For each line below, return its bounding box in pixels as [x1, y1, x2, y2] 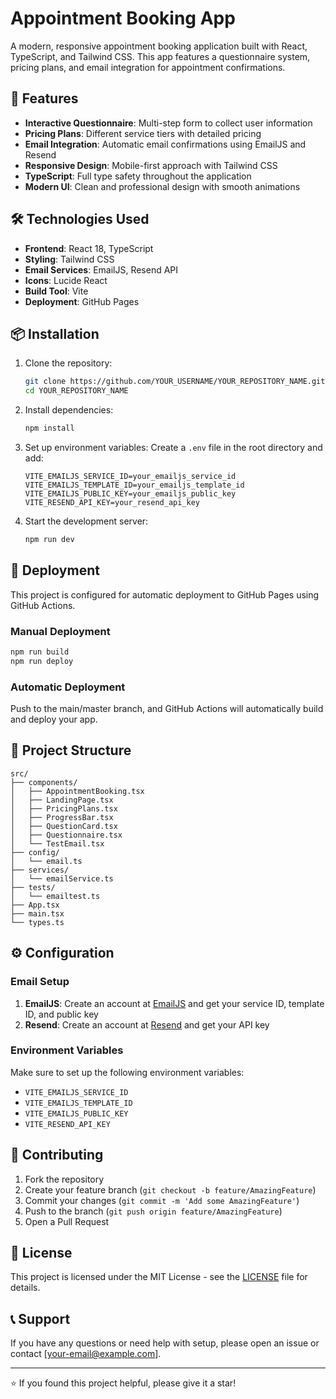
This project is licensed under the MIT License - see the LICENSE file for [10, 1271, 308, 1283]
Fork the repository [24, 1173, 105, 1185]
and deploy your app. [10, 713, 98, 726]
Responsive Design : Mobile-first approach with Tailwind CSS [24, 159, 278, 171]
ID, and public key [24, 1008, 99, 1020]
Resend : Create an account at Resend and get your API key [24, 1018, 270, 1031]
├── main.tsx [10, 908, 65, 919]
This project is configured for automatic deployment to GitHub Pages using [10, 588, 320, 601]
